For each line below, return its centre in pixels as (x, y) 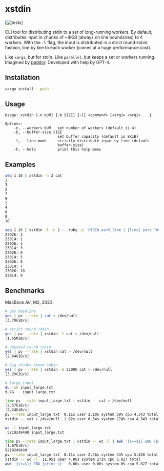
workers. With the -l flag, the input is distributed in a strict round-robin (76, 42)
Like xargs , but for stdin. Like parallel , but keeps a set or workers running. (80, 57)
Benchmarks (25, 290)
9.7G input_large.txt (30, 392)
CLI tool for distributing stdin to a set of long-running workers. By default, (79, 32)
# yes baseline (20, 311)
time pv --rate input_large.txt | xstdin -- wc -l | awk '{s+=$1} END (78, 441)
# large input (20, 383)
